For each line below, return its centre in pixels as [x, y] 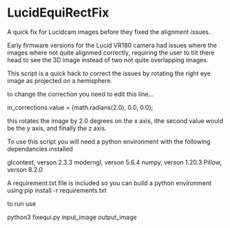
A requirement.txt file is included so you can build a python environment [109, 183]
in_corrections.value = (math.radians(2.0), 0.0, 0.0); [80, 107]
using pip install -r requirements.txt [57, 190]
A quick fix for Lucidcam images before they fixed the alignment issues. [109, 32]
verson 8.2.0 [25, 169]
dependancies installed [40, 149]
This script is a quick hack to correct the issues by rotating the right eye [109, 73]
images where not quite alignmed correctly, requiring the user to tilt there [111, 53]
